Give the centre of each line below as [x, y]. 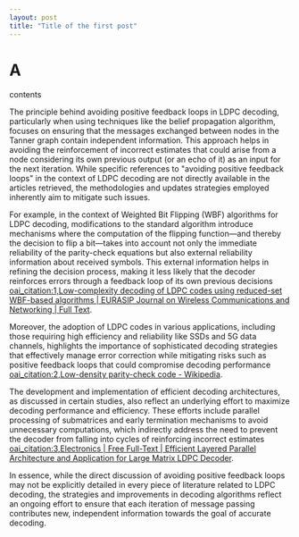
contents [25, 95]
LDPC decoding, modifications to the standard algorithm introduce [131, 224]
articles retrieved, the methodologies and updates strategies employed [139, 188]
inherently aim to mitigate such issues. [80, 197]
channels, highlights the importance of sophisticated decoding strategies [144, 346]
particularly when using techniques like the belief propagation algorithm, [142, 122]
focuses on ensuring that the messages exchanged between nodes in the [144, 131]
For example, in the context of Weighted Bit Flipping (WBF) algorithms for [144, 214]
